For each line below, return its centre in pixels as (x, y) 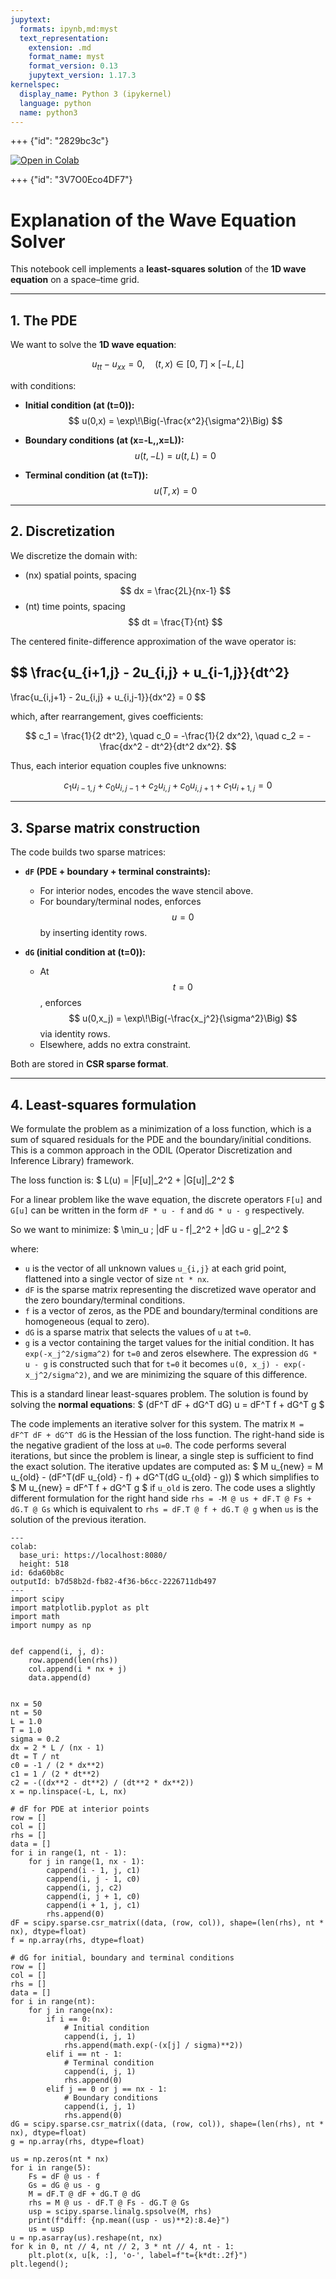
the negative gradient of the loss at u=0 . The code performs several (148, 1445)
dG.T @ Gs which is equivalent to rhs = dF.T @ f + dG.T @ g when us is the (164, 1508)
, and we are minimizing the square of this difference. (198, 1374)
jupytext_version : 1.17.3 (82, 76)
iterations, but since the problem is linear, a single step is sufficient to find (162, 1455)
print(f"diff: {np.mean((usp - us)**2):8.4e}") (129, 2220)
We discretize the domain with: (74, 555)
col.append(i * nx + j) (78, 1669)
